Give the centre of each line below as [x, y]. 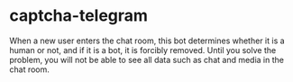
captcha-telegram [79, 16]
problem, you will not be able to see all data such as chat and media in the [146, 59]
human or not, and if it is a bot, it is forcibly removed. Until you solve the [143, 50]
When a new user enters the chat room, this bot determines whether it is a [147, 41]
